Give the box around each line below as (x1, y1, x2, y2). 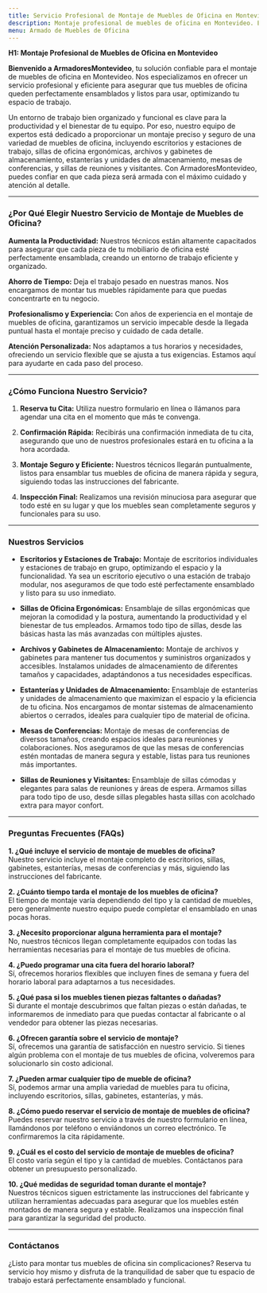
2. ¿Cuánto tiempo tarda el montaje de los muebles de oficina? (8, 886, 219, 896)
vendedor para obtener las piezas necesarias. (8, 1018, 159, 1027)
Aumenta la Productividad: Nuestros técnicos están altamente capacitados (8, 236, 257, 245)
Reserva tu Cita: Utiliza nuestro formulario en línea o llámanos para (19, 403, 241, 413)
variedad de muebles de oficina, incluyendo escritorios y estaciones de (8, 138, 242, 148)
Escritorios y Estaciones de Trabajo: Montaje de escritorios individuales (19, 555, 258, 564)
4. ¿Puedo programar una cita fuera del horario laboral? (8, 960, 195, 969)
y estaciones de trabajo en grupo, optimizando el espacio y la (19, 563, 222, 573)
